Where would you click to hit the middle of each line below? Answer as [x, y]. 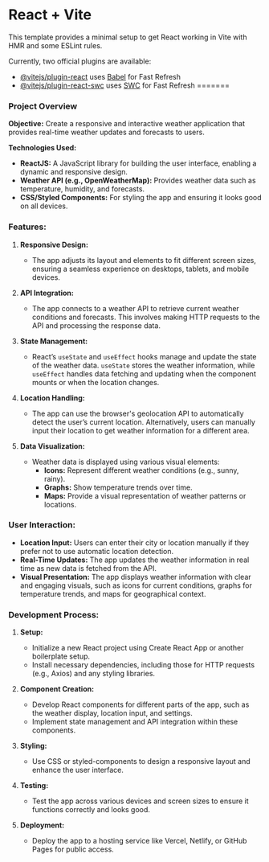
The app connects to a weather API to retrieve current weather [135, 308]
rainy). [55, 478]
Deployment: [42, 825]
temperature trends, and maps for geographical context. [113, 593]
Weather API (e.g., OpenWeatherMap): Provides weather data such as [138, 181]
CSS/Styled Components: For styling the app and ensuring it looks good [141, 198]
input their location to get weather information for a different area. [141, 430]
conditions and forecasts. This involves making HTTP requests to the [146, 317]
